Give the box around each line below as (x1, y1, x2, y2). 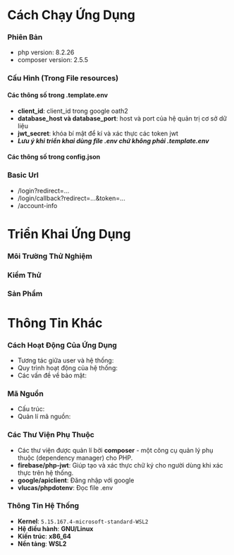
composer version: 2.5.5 (17, 56, 89, 64)
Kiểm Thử (7, 270, 42, 280)
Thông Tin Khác (7, 315, 103, 331)
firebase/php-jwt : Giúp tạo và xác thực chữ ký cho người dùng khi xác (17, 461, 223, 469)
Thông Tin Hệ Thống (7, 501, 80, 511)
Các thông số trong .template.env (7, 91, 108, 99)
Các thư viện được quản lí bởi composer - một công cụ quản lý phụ (17, 446, 214, 454)
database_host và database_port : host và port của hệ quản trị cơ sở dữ (17, 114, 227, 123)
